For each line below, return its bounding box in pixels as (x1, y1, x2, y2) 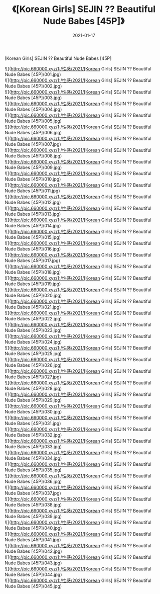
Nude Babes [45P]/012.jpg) (5, 199, 61, 205)
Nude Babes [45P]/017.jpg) (5, 257, 61, 264)
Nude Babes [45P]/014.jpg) (5, 222, 61, 228)
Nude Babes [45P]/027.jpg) (5, 374, 61, 380)
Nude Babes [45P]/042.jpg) (5, 548, 62, 554)
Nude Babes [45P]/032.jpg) (5, 432, 62, 438)
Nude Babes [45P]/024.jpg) (5, 338, 62, 345)
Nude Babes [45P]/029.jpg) (5, 397, 62, 403)
